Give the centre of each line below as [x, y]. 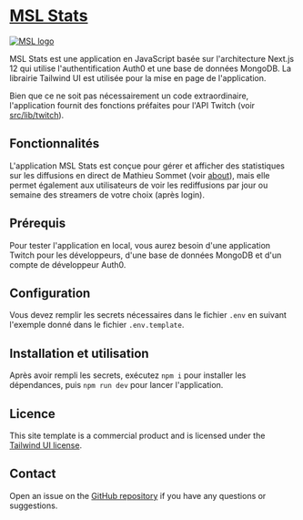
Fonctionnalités [55, 143]
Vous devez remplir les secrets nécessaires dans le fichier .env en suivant [148, 315]
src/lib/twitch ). [37, 115]
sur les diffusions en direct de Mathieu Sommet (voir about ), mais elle [140, 175]
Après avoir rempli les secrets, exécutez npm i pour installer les [128, 375]
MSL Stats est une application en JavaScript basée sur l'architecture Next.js [151, 58]
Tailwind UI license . [46, 445]
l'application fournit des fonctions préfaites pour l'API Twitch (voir [132, 105]
